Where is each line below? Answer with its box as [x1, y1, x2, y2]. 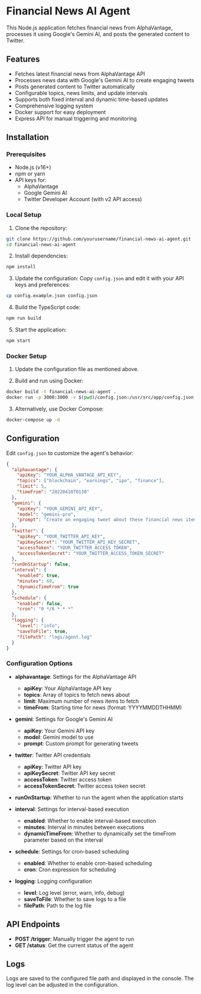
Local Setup [6, 211, 42, 219]
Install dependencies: [14, 252, 68, 259]
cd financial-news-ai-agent [6, 241, 77, 247]
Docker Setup [6, 352, 47, 360]
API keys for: [14, 176, 47, 184]
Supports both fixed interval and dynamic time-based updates [14, 95, 169, 103]
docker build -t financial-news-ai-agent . [6, 389, 117, 395]
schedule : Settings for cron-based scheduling [14, 848, 129, 855]
